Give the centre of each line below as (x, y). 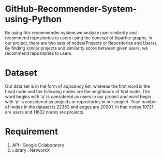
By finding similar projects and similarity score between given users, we (77, 48)
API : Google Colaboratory (38, 145)
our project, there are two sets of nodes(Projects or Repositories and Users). (81, 43)
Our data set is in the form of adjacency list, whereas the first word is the (78, 86)
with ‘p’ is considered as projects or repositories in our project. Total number (81, 102)
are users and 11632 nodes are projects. (45, 112)
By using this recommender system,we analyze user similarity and (71, 32)
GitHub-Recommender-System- (71, 9)
